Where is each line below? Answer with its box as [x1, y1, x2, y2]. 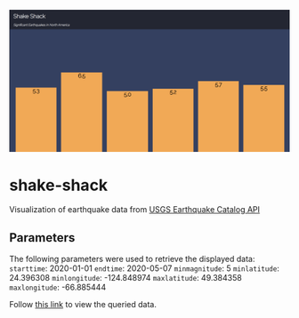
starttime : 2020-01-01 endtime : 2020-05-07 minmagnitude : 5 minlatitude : [9, 263, 280, 274]
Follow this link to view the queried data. [9, 299, 158, 310]
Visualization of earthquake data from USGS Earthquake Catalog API [9, 204, 261, 215]
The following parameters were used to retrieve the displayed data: [9, 254, 255, 265]
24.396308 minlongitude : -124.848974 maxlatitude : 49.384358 [9, 273, 242, 283]
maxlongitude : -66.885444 [9, 282, 107, 293]
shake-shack [9, 175, 109, 195]
